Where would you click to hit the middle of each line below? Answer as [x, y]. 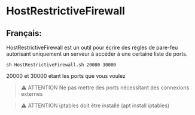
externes [32, 94]
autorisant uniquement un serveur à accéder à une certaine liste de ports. [97, 54]
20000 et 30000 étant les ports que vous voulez [66, 76]
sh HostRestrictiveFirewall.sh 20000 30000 [61, 65]
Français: [24, 33]
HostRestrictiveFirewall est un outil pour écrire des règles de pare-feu [92, 47]
